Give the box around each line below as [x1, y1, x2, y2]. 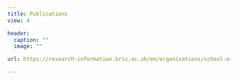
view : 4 [7, 17, 30, 24]
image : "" [13, 43, 42, 50]
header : [7, 30, 30, 37]
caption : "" [13, 36, 50, 43]
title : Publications [7, 10, 69, 18]
